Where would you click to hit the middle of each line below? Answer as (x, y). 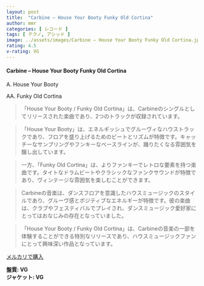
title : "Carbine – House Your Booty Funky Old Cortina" (80, 18)
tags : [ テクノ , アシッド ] (39, 35)
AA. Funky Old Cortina (34, 96)
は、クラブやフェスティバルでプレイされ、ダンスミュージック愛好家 (106, 208)
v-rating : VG (23, 52)
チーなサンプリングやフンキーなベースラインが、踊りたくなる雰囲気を (109, 144)
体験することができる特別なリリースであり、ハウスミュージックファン (108, 236)
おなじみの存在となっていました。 (85, 216)
